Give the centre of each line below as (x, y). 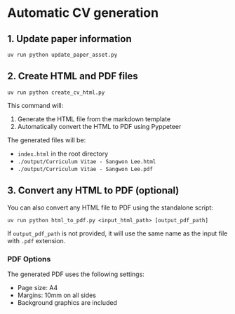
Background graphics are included (67, 302)
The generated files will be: (47, 140)
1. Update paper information (69, 39)
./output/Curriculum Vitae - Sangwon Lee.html (87, 162)
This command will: (35, 105)
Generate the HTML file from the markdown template (94, 119)
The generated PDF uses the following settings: (76, 274)
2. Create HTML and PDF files (73, 76)
